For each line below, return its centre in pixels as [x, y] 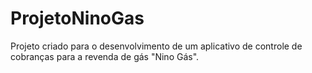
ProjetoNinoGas [77, 18]
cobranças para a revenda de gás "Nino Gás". [105, 56]
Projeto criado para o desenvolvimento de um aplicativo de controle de [156, 46]
